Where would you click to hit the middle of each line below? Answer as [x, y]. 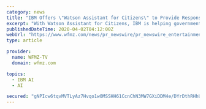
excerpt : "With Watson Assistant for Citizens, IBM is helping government [104, 23]
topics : [16, 74]
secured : [17, 96]
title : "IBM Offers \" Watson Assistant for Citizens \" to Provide [93, 18]
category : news [26, 12]
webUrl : [16, 35]
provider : [19, 52]
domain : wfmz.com [34, 63]
